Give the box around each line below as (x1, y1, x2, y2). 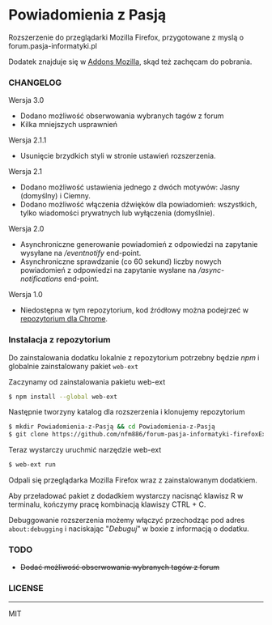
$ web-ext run (8, 461, 57, 469)
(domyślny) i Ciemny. (19, 191, 91, 201)
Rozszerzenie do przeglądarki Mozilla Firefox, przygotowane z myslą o (8, 32, 244, 42)
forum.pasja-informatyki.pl (8, 40, 97, 50)
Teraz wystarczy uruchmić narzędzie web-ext (8, 445, 162, 455)
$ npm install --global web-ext (8, 393, 117, 401)
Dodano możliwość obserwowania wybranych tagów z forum (19, 111, 224, 121)
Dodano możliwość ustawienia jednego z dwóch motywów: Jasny (19, 182, 240, 192)
